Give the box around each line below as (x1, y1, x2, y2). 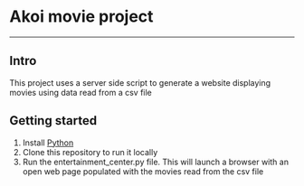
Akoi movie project (9, 6, 154, 27)
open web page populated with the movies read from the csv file (22, 165, 264, 177)
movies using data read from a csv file (9, 87, 152, 98)
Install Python (22, 137, 74, 148)
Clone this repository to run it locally (22, 146, 158, 157)
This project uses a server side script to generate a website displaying (9, 77, 271, 88)
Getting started (9, 113, 98, 128)
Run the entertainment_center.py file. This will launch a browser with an (22, 156, 290, 167)
